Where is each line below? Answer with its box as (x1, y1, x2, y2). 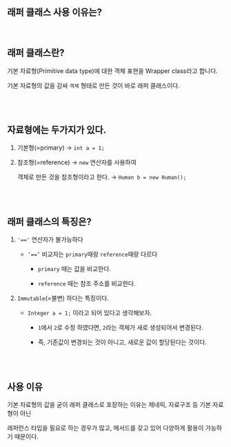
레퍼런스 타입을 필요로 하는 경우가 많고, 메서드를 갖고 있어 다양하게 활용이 (7, 424, 204, 433)
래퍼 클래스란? (7, 47, 65, 59)
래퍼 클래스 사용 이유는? (7, 6, 102, 19)
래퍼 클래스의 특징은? (7, 216, 92, 228)
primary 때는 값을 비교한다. (37, 265, 112, 273)
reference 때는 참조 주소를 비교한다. (37, 279, 136, 288)
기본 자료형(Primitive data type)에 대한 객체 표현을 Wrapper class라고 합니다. (7, 66, 219, 74)
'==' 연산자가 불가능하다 (17, 235, 84, 244)
